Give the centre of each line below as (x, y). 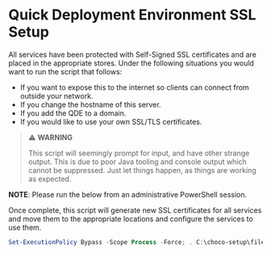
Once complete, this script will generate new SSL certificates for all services (135, 210)
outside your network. (56, 95)
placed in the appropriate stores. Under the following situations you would (131, 63)
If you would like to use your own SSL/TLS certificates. (111, 121)
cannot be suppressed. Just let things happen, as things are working (142, 170)
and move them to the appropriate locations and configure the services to (131, 218)
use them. (25, 227)
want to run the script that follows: (65, 71)
